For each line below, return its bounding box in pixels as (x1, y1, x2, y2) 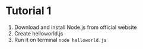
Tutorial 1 (5, 4, 52, 18)
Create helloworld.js (14, 30, 63, 37)
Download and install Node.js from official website (14, 24, 137, 31)
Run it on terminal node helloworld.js (14, 36, 107, 43)
